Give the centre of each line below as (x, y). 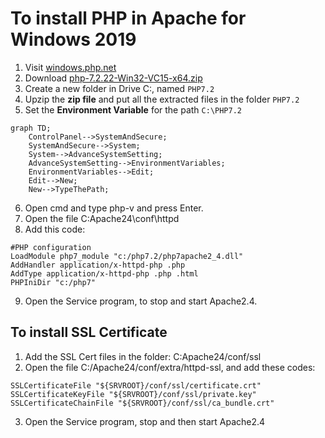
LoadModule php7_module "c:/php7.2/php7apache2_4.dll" (127, 256)
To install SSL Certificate (89, 332)
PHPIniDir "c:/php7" (53, 282)
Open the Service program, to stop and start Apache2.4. (141, 301)
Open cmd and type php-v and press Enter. (114, 208)
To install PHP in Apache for (128, 18)
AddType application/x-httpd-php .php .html (104, 273)
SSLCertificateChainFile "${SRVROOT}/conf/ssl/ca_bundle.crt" (142, 403)
